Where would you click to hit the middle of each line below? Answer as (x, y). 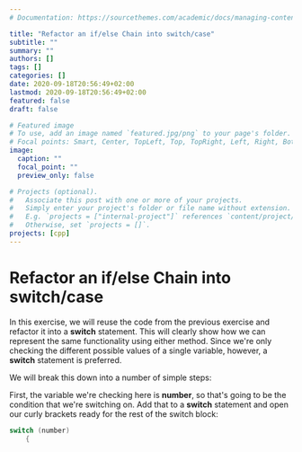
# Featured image (42, 125)
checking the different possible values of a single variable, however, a (138, 350)
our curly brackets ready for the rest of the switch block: (114, 413)
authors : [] (31, 59)
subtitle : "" (34, 42)
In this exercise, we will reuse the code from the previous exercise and (140, 322)
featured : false (40, 101)
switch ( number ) (40, 430)
